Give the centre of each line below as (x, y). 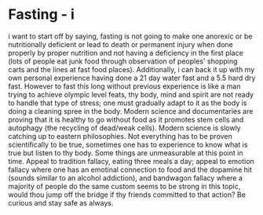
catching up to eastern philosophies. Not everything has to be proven (121, 136)
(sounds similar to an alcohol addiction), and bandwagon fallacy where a (126, 177)
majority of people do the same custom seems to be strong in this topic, (124, 186)
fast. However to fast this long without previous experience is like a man (124, 86)
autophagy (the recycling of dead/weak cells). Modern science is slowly (124, 128)
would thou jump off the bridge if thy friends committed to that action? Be (127, 195)
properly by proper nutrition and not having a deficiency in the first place (126, 53)
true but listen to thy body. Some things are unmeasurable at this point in (126, 153)
